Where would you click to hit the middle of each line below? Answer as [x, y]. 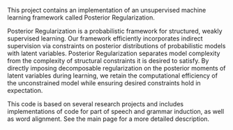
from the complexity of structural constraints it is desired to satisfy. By [108, 61]
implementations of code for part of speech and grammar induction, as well [116, 111]
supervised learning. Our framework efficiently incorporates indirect [105, 38]
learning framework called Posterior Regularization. [81, 17]
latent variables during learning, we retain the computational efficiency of [113, 75]
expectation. [25, 91]
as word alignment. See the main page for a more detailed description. [108, 119]
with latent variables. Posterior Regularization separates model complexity [114, 53]
